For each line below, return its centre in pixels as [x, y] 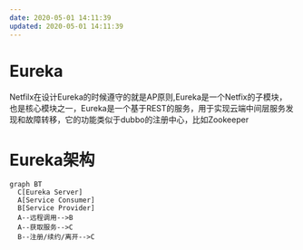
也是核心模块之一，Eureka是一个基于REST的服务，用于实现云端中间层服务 [147, 109]
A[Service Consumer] [56, 200]
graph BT [26, 185]
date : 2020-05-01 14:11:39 [60, 18]
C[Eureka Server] [50, 192]
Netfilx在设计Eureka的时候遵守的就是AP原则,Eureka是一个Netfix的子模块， [148, 97]
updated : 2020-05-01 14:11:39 [67, 26]
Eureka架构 [52, 160]
